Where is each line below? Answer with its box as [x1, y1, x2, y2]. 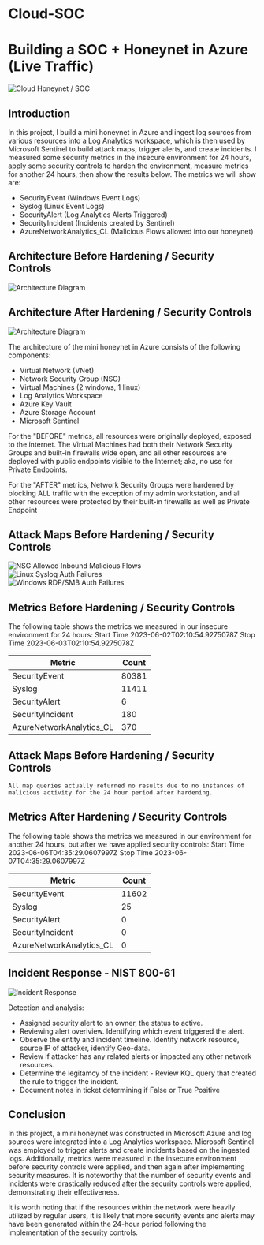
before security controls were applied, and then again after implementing [8, 1162, 246, 1172]
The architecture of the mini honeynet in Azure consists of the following [8, 342, 241, 351]
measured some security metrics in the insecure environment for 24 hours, [8, 152, 252, 162]
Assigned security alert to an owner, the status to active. [19, 1018, 203, 1027]
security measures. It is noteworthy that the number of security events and [8, 1171, 251, 1180]
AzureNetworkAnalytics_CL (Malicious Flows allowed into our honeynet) [19, 226, 254, 236]
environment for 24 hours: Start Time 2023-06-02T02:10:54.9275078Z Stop [8, 630, 256, 640]
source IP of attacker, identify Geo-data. [19, 1043, 151, 1052]
